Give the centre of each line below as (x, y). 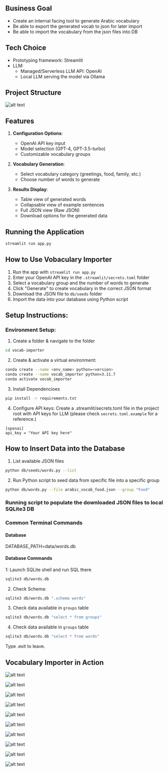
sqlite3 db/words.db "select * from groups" (54, 617)
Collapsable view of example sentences (62, 205)
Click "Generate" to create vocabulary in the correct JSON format (82, 288)
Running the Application (45, 232)
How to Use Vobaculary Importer (59, 260)
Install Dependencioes (36, 389)
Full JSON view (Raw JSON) (50, 210)
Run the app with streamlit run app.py (54, 272)
